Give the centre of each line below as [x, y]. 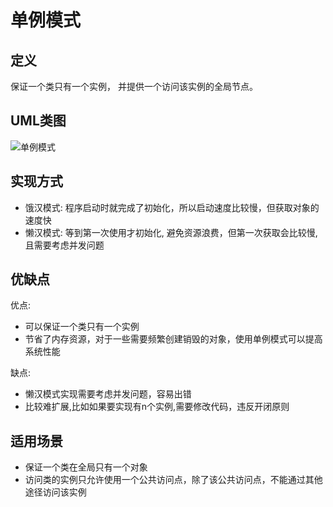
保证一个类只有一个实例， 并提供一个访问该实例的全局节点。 [134, 86]
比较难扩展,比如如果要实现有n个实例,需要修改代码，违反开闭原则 [157, 407]
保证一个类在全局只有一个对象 [86, 467]
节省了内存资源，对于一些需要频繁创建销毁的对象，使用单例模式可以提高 [173, 339]
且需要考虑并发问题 [64, 245]
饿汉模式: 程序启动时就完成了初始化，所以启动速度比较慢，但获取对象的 [172, 207]
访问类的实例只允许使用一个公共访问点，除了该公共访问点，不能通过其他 [173, 480]
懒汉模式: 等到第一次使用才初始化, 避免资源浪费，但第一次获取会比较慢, [171, 232]
